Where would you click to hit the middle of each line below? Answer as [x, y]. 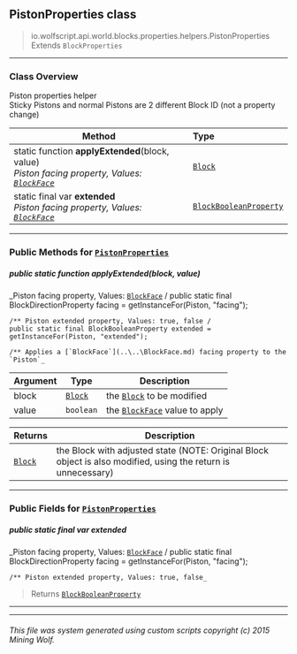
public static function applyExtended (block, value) [105, 273]
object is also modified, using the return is [143, 461]
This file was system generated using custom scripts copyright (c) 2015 [140, 630]
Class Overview [44, 76]
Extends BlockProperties [76, 45]
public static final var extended [68, 529]
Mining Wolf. [32, 640]
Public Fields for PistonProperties [83, 508]
